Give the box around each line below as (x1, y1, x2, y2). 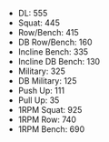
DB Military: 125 (17, 76, 77, 86)
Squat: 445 (17, 17, 61, 28)
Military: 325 (17, 66, 65, 76)
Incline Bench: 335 (17, 46, 89, 57)
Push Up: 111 (17, 86, 65, 96)
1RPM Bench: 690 (17, 124, 85, 135)
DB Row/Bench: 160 (17, 36, 93, 47)
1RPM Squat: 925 (17, 105, 83, 115)
